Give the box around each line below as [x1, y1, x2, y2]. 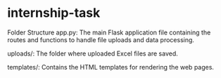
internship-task [7, 5, 101, 21]
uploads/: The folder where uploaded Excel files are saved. [7, 49, 178, 58]
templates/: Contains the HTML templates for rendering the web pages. [7, 63, 215, 71]
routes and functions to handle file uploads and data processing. [7, 35, 195, 44]
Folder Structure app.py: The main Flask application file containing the [7, 28, 211, 37]
